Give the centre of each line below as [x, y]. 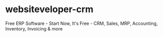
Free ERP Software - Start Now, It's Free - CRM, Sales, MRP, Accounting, [81, 23]
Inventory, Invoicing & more [34, 28]
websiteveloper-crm [49, 9]
